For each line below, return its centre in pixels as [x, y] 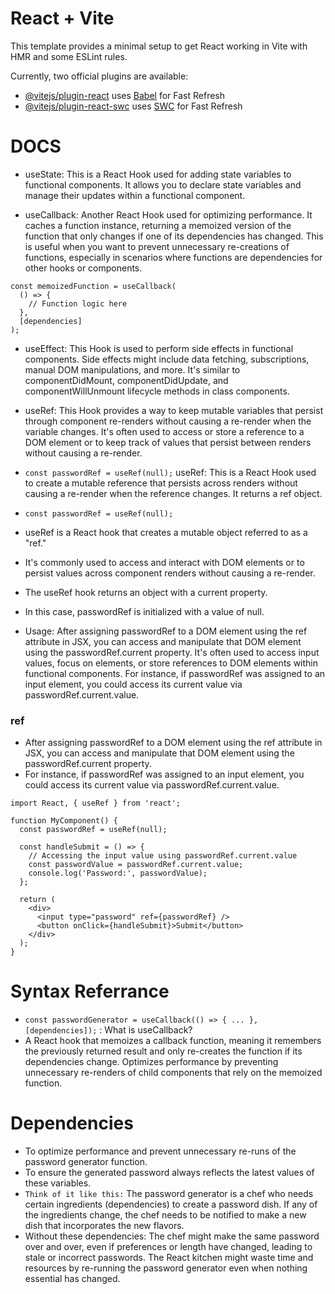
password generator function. [86, 1162]
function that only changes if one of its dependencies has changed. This [174, 236]
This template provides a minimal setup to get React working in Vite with [159, 46]
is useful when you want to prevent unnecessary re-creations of [157, 246]
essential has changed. [72, 1279]
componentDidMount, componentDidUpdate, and [126, 380]
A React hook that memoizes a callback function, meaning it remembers [173, 1041]
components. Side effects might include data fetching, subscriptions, [167, 359]
